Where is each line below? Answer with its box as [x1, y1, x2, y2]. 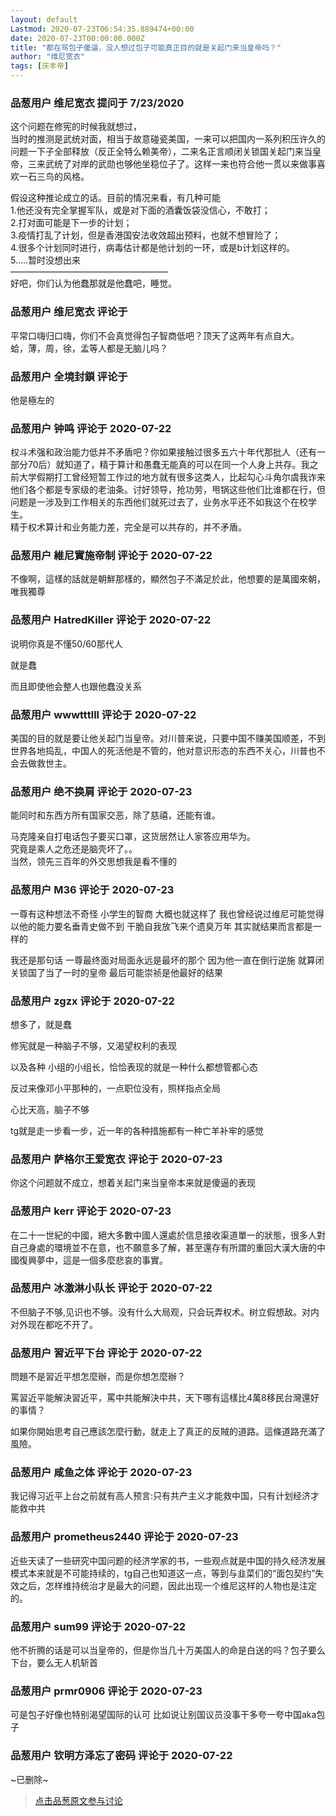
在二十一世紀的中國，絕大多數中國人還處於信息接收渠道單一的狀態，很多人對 [10, 1229, 326, 1241]
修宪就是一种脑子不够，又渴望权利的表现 [10, 1039, 177, 1051]
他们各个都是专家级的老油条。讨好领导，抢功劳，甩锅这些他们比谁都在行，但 [10, 484, 326, 496]
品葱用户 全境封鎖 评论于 [10, 369, 128, 383]
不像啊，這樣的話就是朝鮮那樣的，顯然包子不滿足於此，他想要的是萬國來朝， [10, 573, 326, 585]
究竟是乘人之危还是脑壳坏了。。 [10, 843, 138, 855]
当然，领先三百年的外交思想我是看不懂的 [10, 856, 177, 868]
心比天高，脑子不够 [10, 1103, 90, 1115]
